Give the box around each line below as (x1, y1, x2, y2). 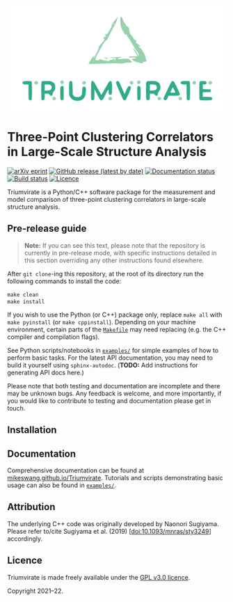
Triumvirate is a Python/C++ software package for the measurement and (7, 188, 216, 196)
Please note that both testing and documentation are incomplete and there (7, 381, 220, 390)
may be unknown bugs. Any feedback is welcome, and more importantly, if (7, 389, 222, 397)
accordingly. (7, 534, 43, 543)
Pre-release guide (7, 223, 87, 235)
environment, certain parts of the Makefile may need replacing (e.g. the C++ (7, 325, 227, 333)
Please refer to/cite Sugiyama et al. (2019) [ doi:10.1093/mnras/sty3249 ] (7, 527, 212, 535)
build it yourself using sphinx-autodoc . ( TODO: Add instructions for (7, 361, 198, 369)
